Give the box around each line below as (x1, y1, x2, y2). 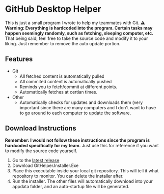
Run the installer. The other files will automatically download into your (12, 178, 153, 184)
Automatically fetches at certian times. (19, 89, 98, 95)
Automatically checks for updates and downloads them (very (19, 99, 143, 105)
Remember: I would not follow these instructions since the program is (5, 137, 150, 143)
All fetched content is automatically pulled (19, 73, 105, 79)
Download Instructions (5, 124, 77, 132)
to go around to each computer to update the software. (19, 110, 131, 116)
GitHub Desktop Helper (5, 3, 102, 15)
